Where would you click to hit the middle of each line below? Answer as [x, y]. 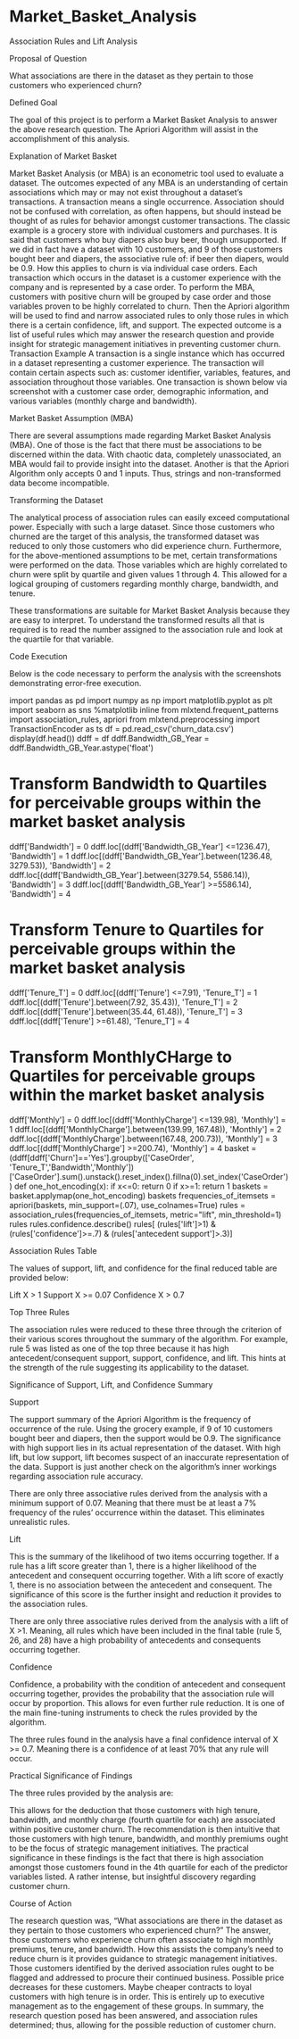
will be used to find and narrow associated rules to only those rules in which [149, 315]
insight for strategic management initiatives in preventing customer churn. [145, 344]
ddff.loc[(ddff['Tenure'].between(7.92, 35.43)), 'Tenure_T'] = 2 [124, 1002]
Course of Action [41, 1903]
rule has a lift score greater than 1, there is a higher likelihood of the [133, 1566]
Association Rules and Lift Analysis [74, 41]
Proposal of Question [48, 58]
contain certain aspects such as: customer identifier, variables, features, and [150, 372]
